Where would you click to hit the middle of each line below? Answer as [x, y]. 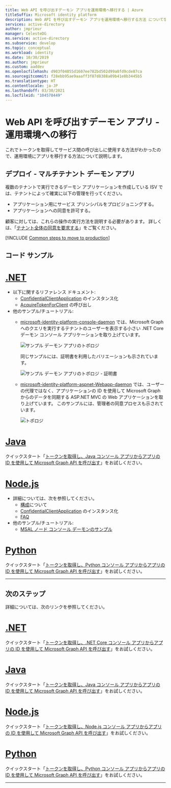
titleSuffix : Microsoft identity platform [51, 15]
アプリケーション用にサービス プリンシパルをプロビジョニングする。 [84, 204]
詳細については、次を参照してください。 [55, 498]
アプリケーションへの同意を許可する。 [53, 211]
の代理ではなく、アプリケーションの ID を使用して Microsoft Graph [90, 391]
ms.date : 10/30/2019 [27, 57]
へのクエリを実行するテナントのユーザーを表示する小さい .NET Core [92, 329]
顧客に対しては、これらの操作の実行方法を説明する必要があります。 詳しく [83, 222]
